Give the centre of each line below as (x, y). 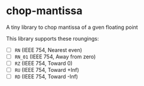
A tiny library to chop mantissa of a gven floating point (72, 27)
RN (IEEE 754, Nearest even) (48, 50)
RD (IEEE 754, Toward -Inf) (46, 77)
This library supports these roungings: (53, 38)
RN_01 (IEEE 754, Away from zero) (55, 57)
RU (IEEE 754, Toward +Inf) (47, 70)
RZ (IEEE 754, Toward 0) (43, 64)
